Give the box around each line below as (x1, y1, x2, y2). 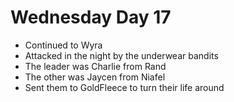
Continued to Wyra (24, 39, 103, 51)
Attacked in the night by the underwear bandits (24, 49, 219, 61)
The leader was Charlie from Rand (24, 60, 167, 72)
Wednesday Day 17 (10, 6, 172, 29)
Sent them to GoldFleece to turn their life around (24, 81, 225, 93)
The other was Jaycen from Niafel (24, 71, 166, 83)
